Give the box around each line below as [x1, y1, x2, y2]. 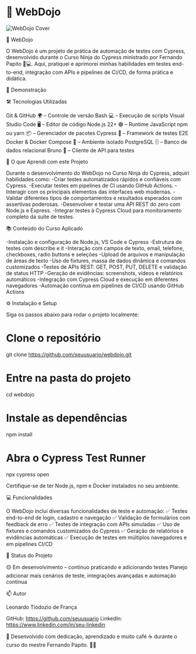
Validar [6, 194, 23, 201]
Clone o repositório [6, 331, 101, 345]
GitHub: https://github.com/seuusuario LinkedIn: [6, 615, 123, 622]
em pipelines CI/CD [6, 540, 53, 547]
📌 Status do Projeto [6, 551, 53, 559]
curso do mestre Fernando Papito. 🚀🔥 [6, 641, 97, 648]
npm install [6, 431, 33, 438]
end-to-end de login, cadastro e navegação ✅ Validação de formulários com [6, 514, 191, 521]
